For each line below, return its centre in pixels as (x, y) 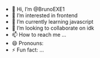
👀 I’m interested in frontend (45, 15)
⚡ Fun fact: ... (28, 50)
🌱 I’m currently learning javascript (52, 22)
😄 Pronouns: (28, 43)
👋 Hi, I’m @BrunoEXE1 (38, 9)
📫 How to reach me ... (39, 35)
